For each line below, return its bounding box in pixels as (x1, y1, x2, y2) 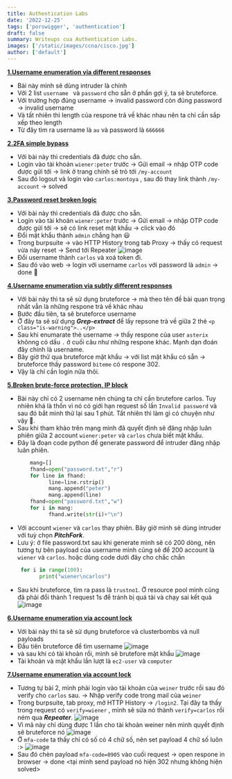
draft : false (7, 29, 45, 37)
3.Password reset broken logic (7, 195, 97, 203)
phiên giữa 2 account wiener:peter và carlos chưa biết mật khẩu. (17, 431, 204, 439)
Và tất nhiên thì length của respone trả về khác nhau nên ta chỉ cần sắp (17, 110, 220, 119)
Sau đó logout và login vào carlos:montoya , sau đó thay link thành (17, 174, 206, 183)
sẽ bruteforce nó (17, 728, 65, 736)
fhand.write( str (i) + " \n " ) (48, 511, 123, 518)
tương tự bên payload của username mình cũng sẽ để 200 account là (17, 546, 215, 554)
